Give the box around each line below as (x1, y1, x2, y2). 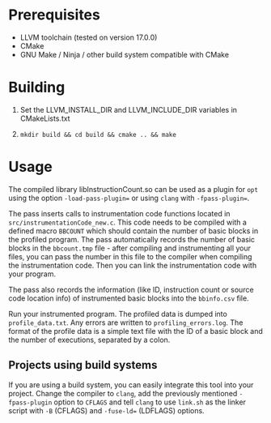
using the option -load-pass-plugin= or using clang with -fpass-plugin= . (8, 193, 250, 203)
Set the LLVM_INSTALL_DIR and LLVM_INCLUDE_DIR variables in (19, 105, 237, 114)
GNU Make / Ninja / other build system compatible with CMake (19, 49, 229, 59)
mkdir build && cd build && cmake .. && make (19, 130, 176, 139)
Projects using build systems (8, 358, 158, 372)
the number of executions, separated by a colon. (8, 335, 171, 344)
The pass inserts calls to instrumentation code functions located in (8, 208, 231, 218)
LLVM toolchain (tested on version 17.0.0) (19, 32, 158, 42)
